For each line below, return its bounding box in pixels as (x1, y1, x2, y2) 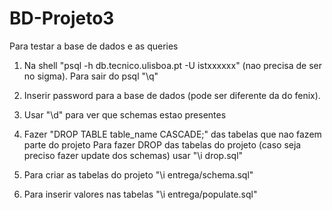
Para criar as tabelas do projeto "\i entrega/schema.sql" (23, 168, 254, 181)
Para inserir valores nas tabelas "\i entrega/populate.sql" (23, 188, 258, 200)
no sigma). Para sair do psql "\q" (23, 70, 159, 82)
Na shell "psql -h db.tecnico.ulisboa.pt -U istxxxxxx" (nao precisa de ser (23, 59, 323, 71)
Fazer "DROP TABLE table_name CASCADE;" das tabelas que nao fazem (23, 128, 322, 140)
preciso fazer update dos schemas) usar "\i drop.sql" (23, 149, 244, 161)
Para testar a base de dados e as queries (9, 40, 179, 52)
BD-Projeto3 (9, 7, 115, 30)
